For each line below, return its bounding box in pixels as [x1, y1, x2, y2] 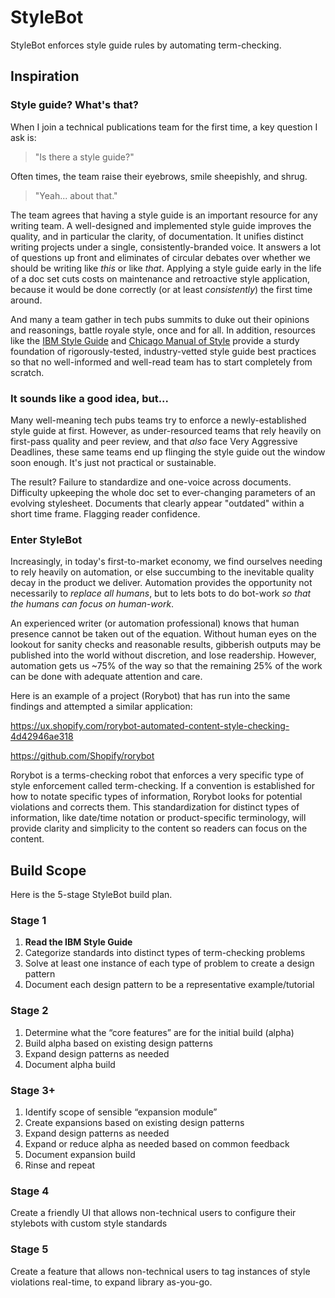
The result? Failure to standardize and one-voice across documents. [10, 476, 292, 488]
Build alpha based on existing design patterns [24, 1037, 213, 1049]
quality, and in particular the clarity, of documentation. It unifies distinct [10, 230, 304, 242]
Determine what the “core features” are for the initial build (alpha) [24, 1026, 295, 1038]
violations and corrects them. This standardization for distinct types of [10, 801, 300, 813]
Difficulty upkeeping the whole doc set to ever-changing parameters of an [10, 486, 316, 498]
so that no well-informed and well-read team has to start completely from [10, 356, 313, 368]
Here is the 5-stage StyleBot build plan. [10, 889, 173, 901]
